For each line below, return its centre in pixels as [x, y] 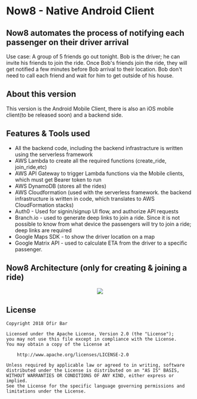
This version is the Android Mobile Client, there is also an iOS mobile [90, 108]
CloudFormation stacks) [44, 205]
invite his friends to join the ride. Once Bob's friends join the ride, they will [97, 63]
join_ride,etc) [31, 167]
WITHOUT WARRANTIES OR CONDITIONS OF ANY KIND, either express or [90, 376]
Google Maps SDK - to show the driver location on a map [85, 236]
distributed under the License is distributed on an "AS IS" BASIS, [93, 370]
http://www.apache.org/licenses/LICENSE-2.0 [73, 355]
